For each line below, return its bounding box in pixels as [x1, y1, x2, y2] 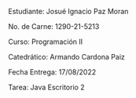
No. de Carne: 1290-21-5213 [8, 22, 100, 31]
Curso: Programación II [8, 37, 83, 46]
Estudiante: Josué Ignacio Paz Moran [8, 7, 129, 16]
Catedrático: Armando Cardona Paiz [8, 53, 126, 61]
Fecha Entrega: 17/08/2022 [8, 67, 97, 77]
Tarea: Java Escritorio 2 [8, 82, 85, 92]
